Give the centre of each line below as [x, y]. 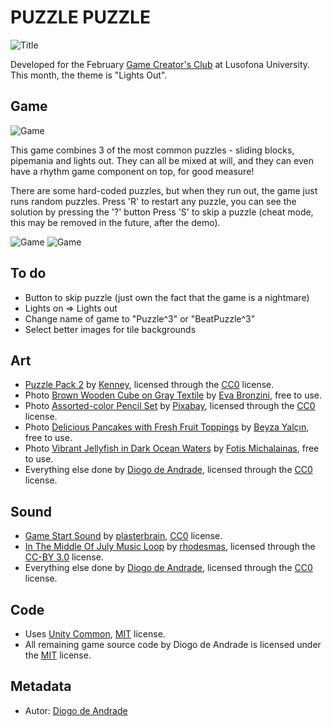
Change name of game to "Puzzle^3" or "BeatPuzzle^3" [140, 318]
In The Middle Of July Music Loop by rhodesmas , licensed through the [170, 547]
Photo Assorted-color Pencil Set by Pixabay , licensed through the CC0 [170, 406]
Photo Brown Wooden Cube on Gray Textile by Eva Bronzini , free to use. [173, 395]
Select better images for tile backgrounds [110, 329]
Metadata [41, 686]
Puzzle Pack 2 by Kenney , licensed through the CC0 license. [149, 385]
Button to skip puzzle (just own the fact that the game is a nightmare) [167, 297]
